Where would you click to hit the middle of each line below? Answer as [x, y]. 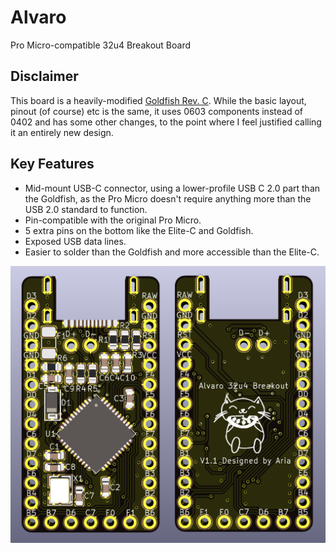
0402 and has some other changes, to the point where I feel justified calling [166, 122]
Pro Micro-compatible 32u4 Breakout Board [101, 45]
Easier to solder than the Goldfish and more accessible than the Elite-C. [172, 252]
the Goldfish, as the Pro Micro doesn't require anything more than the [168, 198]
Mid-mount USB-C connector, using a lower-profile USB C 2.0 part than [172, 188]
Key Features [52, 164]
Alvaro [38, 17]
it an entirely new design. [62, 132]
